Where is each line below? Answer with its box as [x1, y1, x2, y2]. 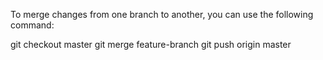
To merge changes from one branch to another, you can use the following [10, 9, 314, 20]
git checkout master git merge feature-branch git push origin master [10, 39, 292, 50]
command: [10, 19, 55, 31]
